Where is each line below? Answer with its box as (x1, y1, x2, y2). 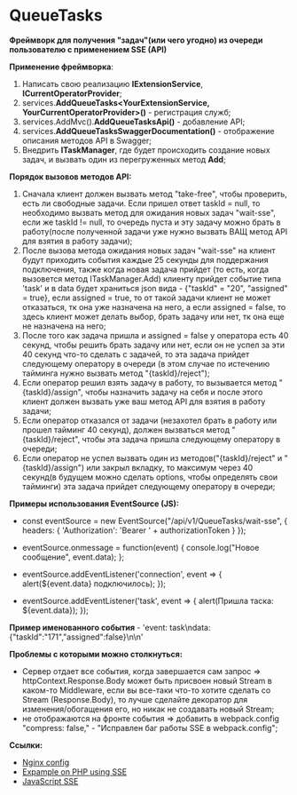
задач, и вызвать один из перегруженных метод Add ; (21, 154, 226, 164)
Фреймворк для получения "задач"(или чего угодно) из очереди (9, 35, 263, 45)
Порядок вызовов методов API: (9, 171, 132, 182)
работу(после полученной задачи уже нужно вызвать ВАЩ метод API (21, 226, 288, 236)
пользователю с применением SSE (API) (9, 44, 168, 54)
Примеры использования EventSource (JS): (9, 498, 179, 509)
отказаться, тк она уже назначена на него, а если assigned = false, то (21, 301, 286, 312)
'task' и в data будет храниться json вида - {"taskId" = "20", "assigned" (21, 282, 288, 293)
